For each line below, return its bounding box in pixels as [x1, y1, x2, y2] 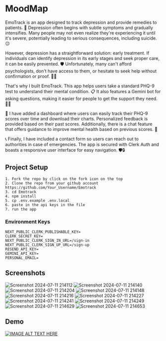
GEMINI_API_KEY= [5, 251, 39, 256]
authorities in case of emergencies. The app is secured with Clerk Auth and [5, 141, 160, 147]
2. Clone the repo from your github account [5, 180, 99, 186]
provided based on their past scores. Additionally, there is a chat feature [5, 121, 153, 127]
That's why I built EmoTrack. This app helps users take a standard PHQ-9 [5, 83, 155, 89]
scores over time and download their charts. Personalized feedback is [5, 115, 148, 121]
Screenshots [5, 269, 46, 278]
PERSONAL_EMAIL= [5, 256, 39, 261]
